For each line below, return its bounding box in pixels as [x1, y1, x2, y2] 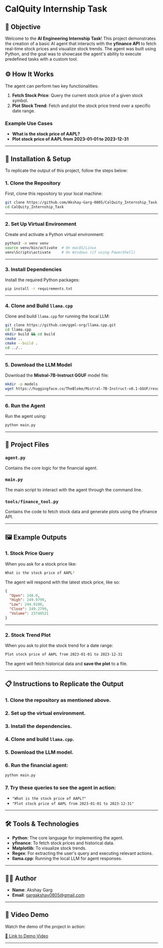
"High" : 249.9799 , [9, 598, 47, 602]
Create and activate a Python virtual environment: [5, 232, 104, 237]
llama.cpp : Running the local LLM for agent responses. [12, 855, 123, 861]
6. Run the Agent [5, 402, 45, 409]
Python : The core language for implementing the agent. [12, 835, 124, 841]
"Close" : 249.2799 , [9, 607, 49, 612]
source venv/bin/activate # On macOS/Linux [5, 246, 97, 251]
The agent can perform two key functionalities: [5, 83, 99, 89]
